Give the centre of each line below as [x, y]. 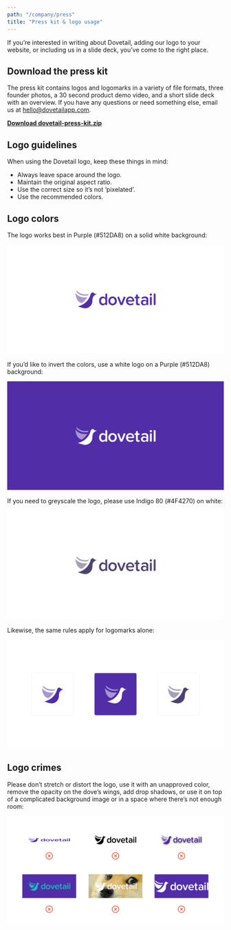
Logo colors [33, 218]
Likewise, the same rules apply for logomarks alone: [81, 630]
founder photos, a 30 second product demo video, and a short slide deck [111, 95]
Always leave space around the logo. [69, 175]
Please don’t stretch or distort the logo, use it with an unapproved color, [109, 784]
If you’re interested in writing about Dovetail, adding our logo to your [104, 42]
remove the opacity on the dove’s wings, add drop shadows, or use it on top [114, 791]
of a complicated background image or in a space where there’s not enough [114, 799]
